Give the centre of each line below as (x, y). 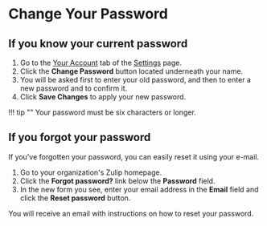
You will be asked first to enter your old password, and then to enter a (136, 80)
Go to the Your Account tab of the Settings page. (101, 63)
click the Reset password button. (75, 198)
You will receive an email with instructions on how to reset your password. (131, 213)
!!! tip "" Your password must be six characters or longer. (103, 112)
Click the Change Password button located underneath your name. (131, 71)
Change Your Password (88, 14)
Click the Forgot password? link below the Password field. (117, 180)
